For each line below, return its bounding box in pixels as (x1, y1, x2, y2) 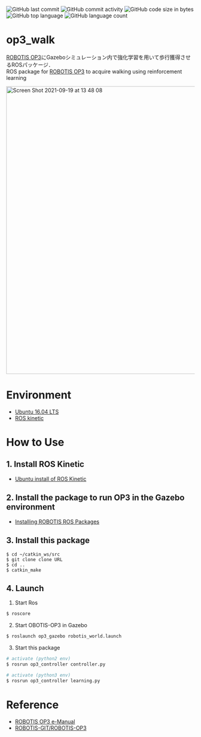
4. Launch (6, 583, 44, 594)
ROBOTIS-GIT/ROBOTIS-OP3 (14, 724, 87, 732)
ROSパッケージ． (11, 61, 54, 68)
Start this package (14, 644, 60, 651)
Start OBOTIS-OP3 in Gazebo (14, 622, 88, 629)
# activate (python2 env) (6, 656, 71, 662)
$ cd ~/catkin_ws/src (6, 551, 60, 558)
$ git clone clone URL (6, 556, 63, 562)
